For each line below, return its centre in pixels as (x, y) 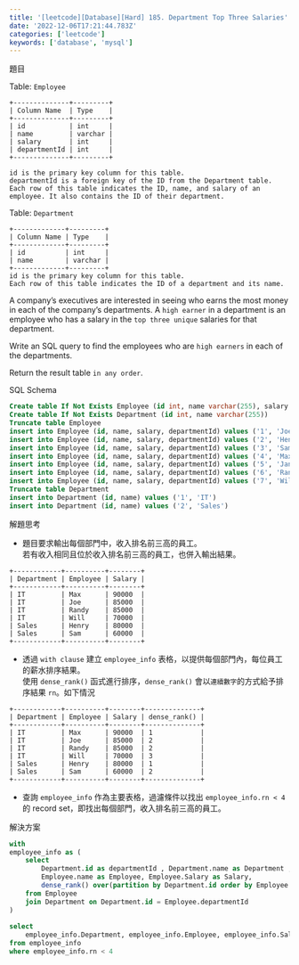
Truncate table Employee (55, 423)
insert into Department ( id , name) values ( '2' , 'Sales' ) (119, 506)
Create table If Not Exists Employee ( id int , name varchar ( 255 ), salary (149, 406)
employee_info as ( (45, 852)
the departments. (41, 356)
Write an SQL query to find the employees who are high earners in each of (146, 346)
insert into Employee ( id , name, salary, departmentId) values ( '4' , (141, 456)
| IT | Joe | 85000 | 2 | (107, 740)
